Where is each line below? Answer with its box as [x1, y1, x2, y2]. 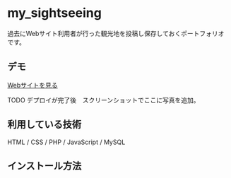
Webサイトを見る [7, 81, 58, 89]
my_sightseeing [7, 5, 102, 21]
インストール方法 [7, 160, 82, 172]
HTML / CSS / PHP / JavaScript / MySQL [7, 138, 126, 146]
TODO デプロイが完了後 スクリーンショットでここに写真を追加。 [7, 95, 200, 104]
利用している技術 [7, 119, 82, 131]
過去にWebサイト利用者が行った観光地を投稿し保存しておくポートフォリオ [7, 29, 225, 37]
